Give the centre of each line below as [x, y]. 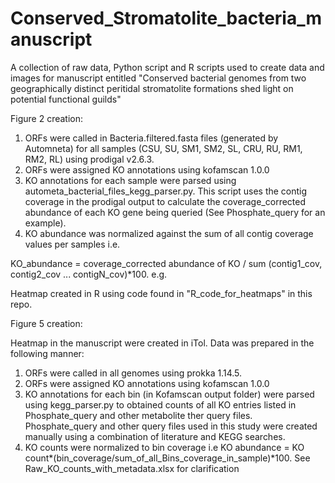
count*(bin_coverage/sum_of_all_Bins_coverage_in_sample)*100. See [167, 458]
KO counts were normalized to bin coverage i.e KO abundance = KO [164, 447]
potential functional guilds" [66, 99]
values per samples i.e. [72, 244]
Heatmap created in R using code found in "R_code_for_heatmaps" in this [161, 293]
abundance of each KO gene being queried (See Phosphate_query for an [175, 212]
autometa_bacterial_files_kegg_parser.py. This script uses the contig [166, 191]
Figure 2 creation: [46, 118]
